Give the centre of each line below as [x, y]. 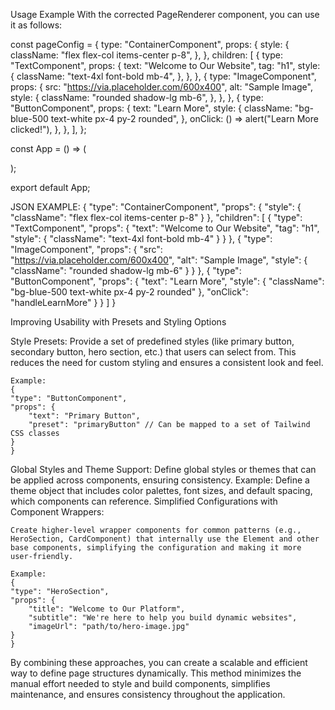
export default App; [50, 187]
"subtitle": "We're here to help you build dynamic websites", [163, 618]
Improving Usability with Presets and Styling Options [118, 322]
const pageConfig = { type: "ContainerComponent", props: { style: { [150, 44]
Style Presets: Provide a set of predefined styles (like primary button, [152, 341]
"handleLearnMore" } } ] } [63, 302]
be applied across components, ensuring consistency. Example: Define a [160, 480]
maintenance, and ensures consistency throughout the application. [148, 694]
